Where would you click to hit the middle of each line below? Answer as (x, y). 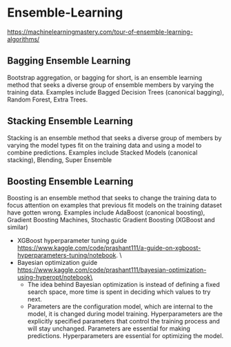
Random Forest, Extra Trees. (48, 99)
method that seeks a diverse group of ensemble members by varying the (111, 85)
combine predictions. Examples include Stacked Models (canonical (102, 152)
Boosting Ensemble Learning (70, 181)
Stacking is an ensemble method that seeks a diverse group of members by (114, 138)
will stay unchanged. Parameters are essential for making (109, 328)
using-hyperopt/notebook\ (55, 277)
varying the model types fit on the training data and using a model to (104, 145)
